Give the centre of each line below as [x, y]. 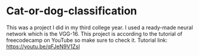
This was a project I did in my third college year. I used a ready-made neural [99, 27]
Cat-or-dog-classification [72, 11]
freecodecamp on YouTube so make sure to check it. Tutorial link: [87, 40]
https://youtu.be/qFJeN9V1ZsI [43, 46]
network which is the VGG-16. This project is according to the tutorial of [94, 33]
